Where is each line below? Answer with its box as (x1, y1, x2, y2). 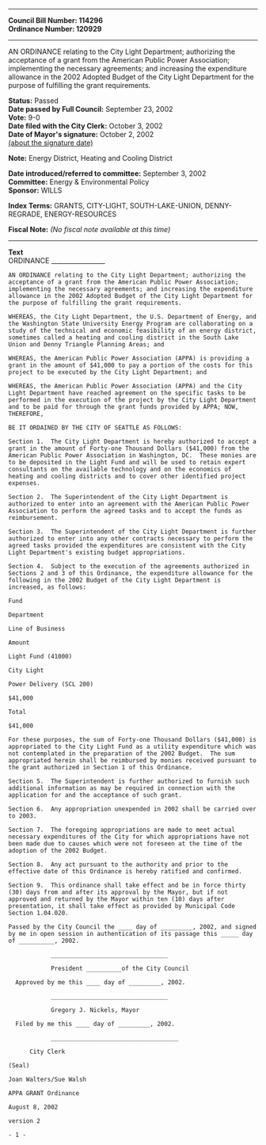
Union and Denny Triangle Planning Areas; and (8, 341, 165, 349)
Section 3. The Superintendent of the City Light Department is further (8, 528, 257, 536)
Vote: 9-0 (8, 113, 41, 122)
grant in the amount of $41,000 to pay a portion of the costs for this (8, 361, 253, 369)
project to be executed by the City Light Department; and (8, 368, 207, 376)
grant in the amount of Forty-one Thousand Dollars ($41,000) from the (8, 445, 249, 452)
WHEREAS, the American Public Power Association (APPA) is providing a (8, 354, 249, 362)
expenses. (8, 479, 41, 487)
